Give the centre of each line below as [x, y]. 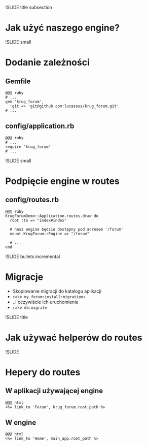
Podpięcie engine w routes [63, 181]
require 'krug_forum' [28, 147]
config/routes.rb [32, 200]
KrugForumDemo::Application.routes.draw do [52, 216]
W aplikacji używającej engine [54, 391]
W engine [21, 423]
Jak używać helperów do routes [74, 338]
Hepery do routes [43, 372]
